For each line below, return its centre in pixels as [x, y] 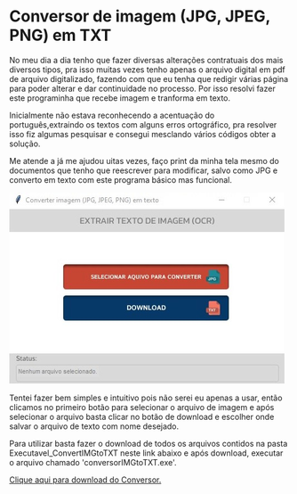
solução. [25, 144]
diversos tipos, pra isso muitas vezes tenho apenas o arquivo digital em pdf [148, 70]
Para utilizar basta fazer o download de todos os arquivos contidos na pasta [148, 443]
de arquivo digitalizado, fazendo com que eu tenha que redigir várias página [149, 78]
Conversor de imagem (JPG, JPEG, [140, 16]
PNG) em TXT [60, 35]
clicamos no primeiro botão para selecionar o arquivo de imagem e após [142, 407]
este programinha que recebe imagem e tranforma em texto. [120, 98]
